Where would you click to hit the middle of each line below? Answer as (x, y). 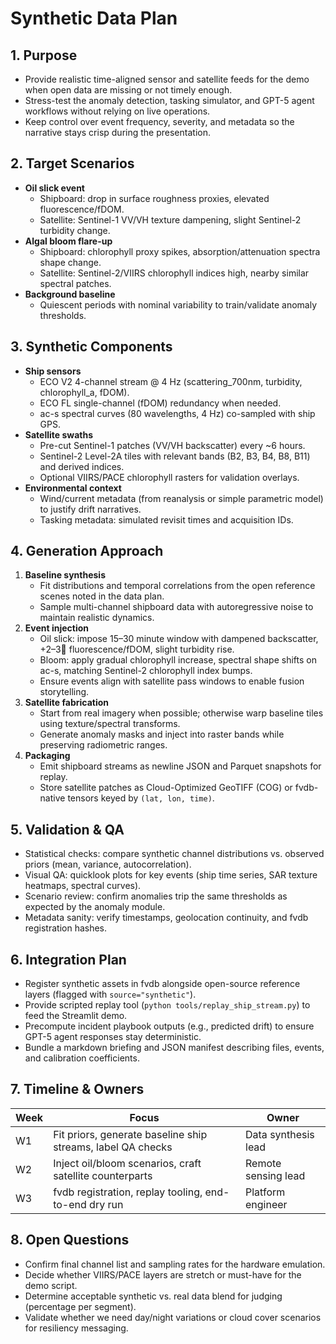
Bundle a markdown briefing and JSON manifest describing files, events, (174, 1048)
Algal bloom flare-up (68, 241)
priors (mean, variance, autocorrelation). (108, 864)
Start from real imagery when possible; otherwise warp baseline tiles (181, 713)
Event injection (57, 628)
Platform (265, 1192)
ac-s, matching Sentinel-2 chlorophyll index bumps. (146, 671)
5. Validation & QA (67, 829)
